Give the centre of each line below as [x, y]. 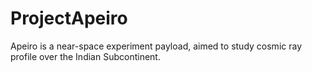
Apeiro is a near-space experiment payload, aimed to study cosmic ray [156, 46]
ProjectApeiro [69, 18]
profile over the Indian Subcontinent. [85, 56]
